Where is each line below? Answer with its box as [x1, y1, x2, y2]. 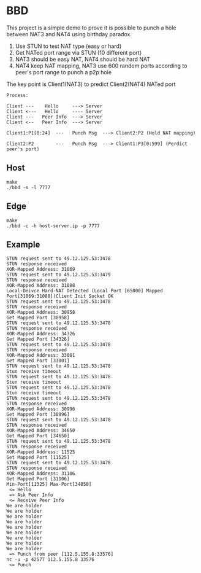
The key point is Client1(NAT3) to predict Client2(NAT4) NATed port [6, 80, 176, 88]
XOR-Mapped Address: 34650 [6, 427, 75, 434]
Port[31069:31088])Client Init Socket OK [6, 293, 114, 300]
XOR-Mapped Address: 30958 [6, 310, 75, 316]
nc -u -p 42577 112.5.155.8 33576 [6, 556, 95, 563]
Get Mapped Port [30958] [6, 314, 70, 321]
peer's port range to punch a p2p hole [15, 68, 112, 76]
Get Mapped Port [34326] [6, 336, 70, 343]
